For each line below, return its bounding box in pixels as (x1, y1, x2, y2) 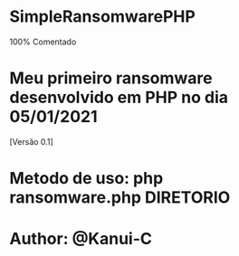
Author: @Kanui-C (9, 229, 152, 250)
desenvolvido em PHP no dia (9, 88, 229, 108)
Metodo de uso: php (9, 168, 164, 189)
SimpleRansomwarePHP (9, 6, 196, 27)
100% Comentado (9, 36, 77, 47)
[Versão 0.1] (9, 136, 54, 147)
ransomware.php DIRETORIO (9, 187, 231, 208)
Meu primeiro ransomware (9, 68, 213, 89)
